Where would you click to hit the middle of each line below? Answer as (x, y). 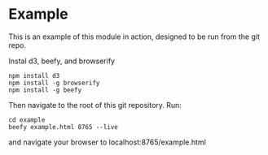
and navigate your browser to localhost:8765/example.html (107, 142)
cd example (27, 120)
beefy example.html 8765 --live (63, 127)
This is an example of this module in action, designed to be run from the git (134, 37)
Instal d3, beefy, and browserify (62, 61)
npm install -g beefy (45, 90)
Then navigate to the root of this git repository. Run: (95, 105)
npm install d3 (34, 75)
